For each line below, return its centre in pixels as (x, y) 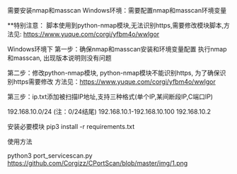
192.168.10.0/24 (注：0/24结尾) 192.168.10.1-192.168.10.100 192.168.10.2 (109, 112)
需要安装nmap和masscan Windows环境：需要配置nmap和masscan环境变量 (117, 10)
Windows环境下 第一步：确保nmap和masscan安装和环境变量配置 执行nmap (117, 49)
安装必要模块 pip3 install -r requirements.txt (71, 126)
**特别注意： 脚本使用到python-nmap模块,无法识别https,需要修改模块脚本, (116, 25)
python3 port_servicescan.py (50, 156)
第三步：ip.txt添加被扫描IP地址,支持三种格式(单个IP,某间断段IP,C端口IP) (110, 97)
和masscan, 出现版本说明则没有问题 (59, 58)
